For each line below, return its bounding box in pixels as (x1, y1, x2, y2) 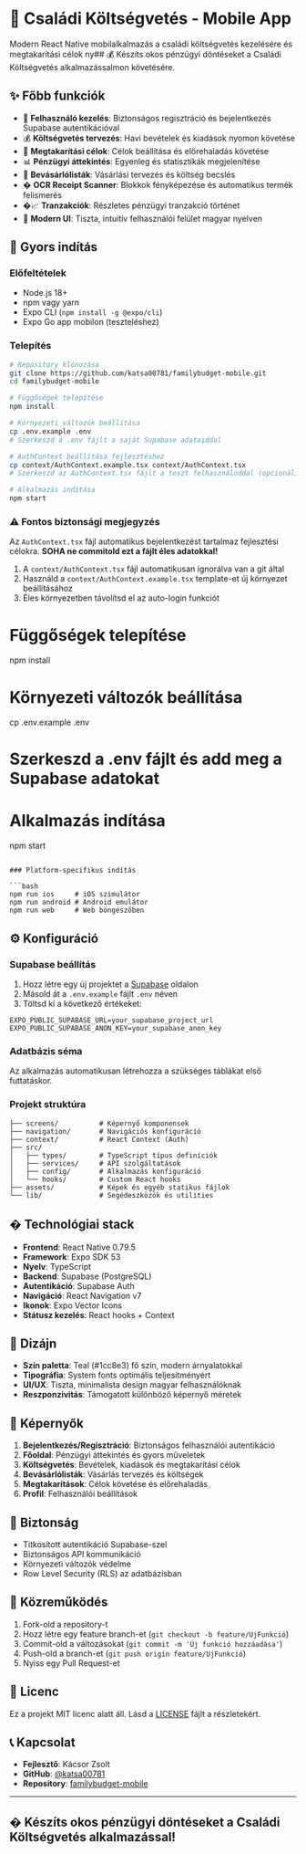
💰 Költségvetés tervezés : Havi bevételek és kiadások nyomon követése (22, 132, 296, 143)
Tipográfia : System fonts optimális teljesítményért (22, 1369, 211, 1381)
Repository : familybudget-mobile (22, 1778, 148, 1789)
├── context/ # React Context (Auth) (9, 1135, 189, 1144)
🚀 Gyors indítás (9, 239, 98, 255)
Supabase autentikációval (22, 122, 120, 133)
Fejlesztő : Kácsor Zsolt (22, 1759, 111, 1770)
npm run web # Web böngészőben (9, 906, 145, 916)
